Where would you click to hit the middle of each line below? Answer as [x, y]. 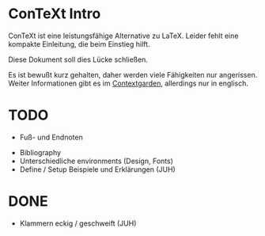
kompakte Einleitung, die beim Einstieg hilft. [79, 44]
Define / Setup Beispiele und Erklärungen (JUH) [97, 169]
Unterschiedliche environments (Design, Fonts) [97, 161]
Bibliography [40, 152]
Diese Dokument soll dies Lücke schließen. [78, 59]
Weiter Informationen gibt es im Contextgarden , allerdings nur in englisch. [129, 83]
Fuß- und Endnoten [51, 137]
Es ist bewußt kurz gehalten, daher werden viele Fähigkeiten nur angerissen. [133, 74]
